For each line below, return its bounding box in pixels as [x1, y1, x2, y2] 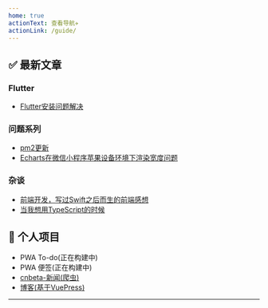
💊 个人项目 [8, 231, 60, 244]
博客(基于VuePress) [19, 282, 85, 292]
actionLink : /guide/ [8, 26, 77, 34]
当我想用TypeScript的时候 [19, 204, 105, 214]
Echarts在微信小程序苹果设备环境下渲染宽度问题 [19, 153, 178, 163]
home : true [8, 11, 45, 20]
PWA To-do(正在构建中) [19, 253, 98, 263]
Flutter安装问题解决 [19, 101, 84, 112]
